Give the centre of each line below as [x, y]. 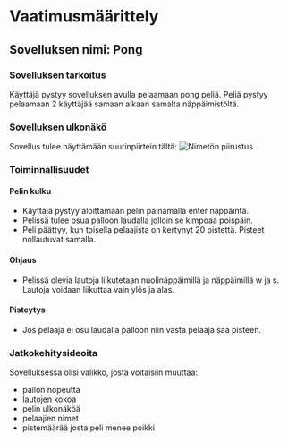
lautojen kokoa [49, 399]
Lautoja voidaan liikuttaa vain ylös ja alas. [98, 289]
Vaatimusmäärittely [84, 17]
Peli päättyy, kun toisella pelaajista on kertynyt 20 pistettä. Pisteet [143, 230]
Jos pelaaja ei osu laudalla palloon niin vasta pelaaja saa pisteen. [142, 329]
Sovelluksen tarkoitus [58, 75]
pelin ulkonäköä [51, 408]
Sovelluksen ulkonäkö [58, 127]
